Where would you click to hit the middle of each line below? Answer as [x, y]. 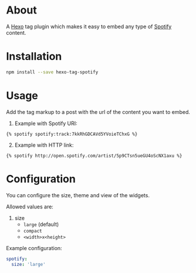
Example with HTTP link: [44, 145]
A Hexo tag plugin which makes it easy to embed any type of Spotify [89, 26]
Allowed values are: [30, 207]
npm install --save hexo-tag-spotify [52, 72]
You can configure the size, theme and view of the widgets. [78, 195]
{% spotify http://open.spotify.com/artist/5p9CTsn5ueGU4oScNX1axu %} [94, 156]
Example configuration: [34, 248]
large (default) [41, 224]
